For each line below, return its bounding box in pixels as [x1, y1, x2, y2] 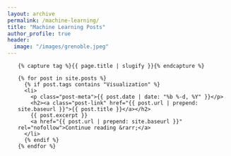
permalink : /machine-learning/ [7, 17, 100, 24]
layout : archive [7, 10, 55, 18]
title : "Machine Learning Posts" [7, 23, 106, 30]
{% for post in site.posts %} [17, 75, 107, 82]
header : [7, 37, 30, 44]
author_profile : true [7, 30, 71, 37]
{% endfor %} [17, 143, 57, 150]
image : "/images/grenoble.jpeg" [13, 43, 109, 50]
